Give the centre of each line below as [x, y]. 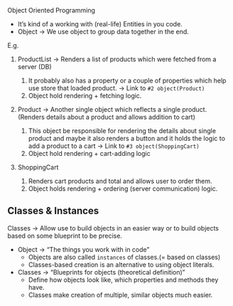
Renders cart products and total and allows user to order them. [120, 181]
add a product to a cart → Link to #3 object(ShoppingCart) [114, 146]
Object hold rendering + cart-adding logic [89, 153]
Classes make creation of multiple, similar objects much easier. [120, 295]
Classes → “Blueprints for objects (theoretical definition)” [101, 272]
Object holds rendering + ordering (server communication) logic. [123, 189]
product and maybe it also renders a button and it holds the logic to [127, 138]
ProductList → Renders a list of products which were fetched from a [117, 59]
